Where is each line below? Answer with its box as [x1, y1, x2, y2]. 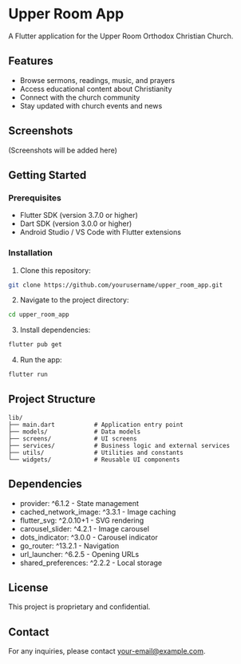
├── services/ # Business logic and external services [8, 441, 230, 449]
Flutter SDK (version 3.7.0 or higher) [19, 211, 138, 220]
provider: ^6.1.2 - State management [19, 498, 140, 508]
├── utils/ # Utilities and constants [8, 449, 184, 457]
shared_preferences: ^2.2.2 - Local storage [19, 558, 162, 567]
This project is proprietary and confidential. [8, 602, 151, 611]
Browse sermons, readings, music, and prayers [19, 75, 176, 85]
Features [8, 54, 53, 68]
